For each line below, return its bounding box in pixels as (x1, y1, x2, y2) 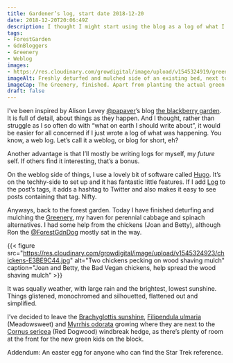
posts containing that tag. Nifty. (7, 192, 97, 201)
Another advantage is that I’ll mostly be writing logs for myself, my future (7, 150, 215, 158)
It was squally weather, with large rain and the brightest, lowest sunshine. (7, 285, 217, 293)
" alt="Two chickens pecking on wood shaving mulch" (69, 256, 225, 264)
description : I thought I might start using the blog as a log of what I (7, 23, 225, 30)
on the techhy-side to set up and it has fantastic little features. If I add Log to (7, 178, 226, 186)
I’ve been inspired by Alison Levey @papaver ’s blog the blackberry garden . (7, 107, 222, 115)
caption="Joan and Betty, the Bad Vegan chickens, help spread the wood (7, 264, 216, 272)
